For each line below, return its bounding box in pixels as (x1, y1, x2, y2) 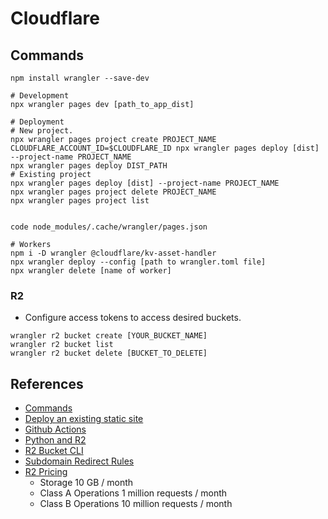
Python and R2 (24, 434, 87, 446)
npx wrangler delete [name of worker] (10, 266, 172, 276)
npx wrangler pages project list (10, 196, 150, 206)
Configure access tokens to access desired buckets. (24, 312, 242, 324)
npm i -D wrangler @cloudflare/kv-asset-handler (10, 248, 217, 258)
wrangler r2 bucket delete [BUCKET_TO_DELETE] (10, 348, 208, 359)
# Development (10, 91, 70, 101)
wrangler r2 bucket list (10, 340, 114, 350)
